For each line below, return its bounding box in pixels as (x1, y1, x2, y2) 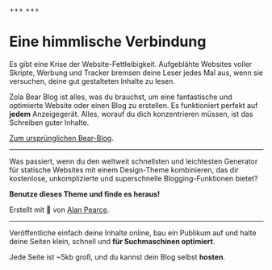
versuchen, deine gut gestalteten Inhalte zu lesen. (9, 76, 176, 85)
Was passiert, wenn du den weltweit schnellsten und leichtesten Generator (9, 156, 258, 166)
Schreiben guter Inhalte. (9, 118, 90, 127)
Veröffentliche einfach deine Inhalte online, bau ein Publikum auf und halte (9, 227, 257, 238)
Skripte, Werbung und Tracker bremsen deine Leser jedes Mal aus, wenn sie (9, 68, 264, 77)
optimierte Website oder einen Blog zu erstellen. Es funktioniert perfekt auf (9, 100, 258, 110)
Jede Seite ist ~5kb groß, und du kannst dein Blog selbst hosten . (9, 251, 225, 262)
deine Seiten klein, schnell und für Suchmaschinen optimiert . (9, 236, 216, 246)
